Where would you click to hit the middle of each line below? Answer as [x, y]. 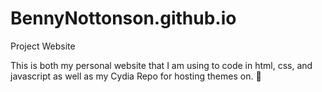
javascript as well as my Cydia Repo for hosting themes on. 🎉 [136, 76]
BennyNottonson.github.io [123, 18]
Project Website [43, 46]
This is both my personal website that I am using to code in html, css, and [161, 65]
